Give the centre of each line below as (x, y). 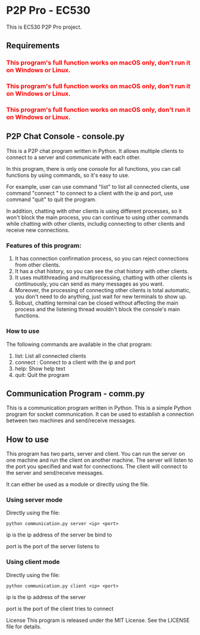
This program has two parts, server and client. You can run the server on (96, 454)
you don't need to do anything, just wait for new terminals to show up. (101, 297)
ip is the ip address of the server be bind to (59, 535)
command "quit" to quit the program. (51, 199)
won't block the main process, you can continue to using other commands (98, 217)
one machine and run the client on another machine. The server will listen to (100, 460)
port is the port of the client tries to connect (60, 608)
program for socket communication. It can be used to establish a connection (100, 414)
